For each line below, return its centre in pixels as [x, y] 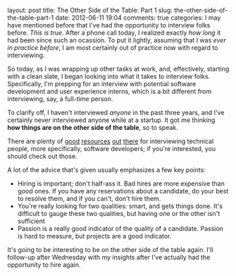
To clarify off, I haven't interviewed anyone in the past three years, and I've [116, 113]
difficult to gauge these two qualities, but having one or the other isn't [119, 214]
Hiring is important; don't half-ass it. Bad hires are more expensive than [121, 184]
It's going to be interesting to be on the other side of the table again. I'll [110, 250]
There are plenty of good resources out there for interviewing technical [111, 141]
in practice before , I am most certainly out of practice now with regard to [113, 48]
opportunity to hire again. [44, 265]
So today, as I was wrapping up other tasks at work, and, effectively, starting [118, 69]
